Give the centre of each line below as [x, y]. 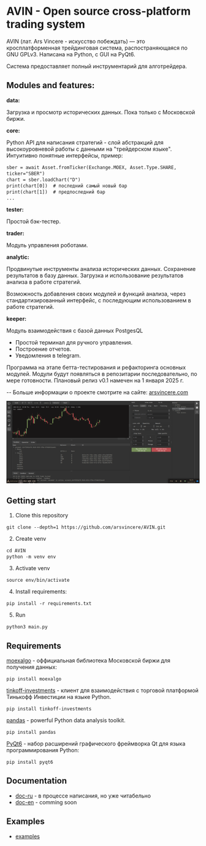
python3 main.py [27, 627]
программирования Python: [43, 750]
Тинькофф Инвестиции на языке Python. [59, 696]
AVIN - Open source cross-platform [99, 11]
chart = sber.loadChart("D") [44, 180]
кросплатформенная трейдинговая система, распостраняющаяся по [97, 48]
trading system [46, 24]
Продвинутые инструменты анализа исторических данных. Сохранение [101, 269]
